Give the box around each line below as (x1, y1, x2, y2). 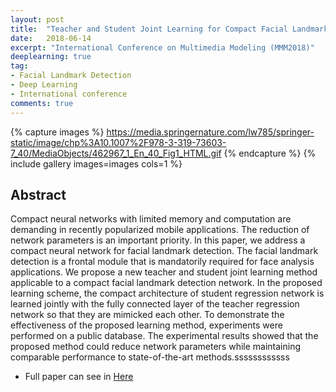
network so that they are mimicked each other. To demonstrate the (10, 309, 285, 321)
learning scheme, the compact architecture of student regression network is (10, 287, 325, 300)
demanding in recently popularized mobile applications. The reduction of (10, 224, 310, 236)
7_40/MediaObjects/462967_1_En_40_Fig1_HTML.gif (10, 147, 222, 159)
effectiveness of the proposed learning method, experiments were (10, 319, 283, 331)
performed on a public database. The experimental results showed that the (10, 330, 319, 342)
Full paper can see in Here (24, 371, 134, 383)
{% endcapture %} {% (223, 147, 317, 159)
